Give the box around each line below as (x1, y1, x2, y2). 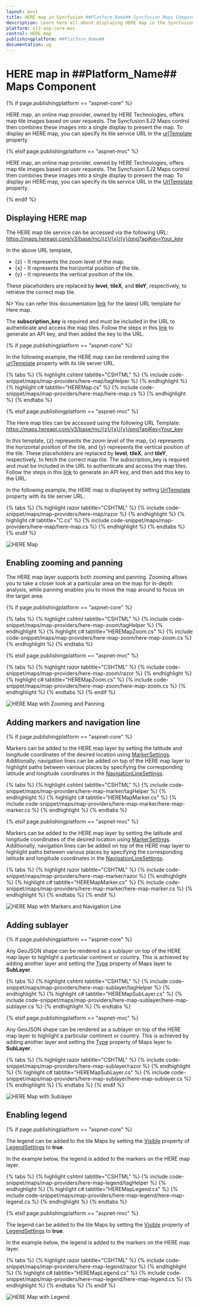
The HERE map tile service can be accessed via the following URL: (6, 229, 169, 236)
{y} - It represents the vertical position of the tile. (14, 270, 134, 277)
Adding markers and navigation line (6, 717, 140, 727)
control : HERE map (6, 31, 52, 37)
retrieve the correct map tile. (6, 288, 76, 295)
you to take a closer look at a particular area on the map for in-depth (6, 580, 173, 587)
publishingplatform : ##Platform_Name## (6, 36, 105, 42)
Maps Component (6, 80, 97, 94)
